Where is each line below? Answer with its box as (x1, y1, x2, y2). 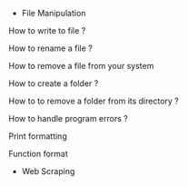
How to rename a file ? (8, 43, 93, 54)
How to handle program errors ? (8, 113, 128, 123)
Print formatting (8, 131, 67, 142)
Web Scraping (21, 166, 75, 176)
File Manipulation (21, 8, 86, 18)
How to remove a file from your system (8, 61, 154, 71)
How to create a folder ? (8, 78, 99, 89)
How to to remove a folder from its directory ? (8, 95, 179, 106)
